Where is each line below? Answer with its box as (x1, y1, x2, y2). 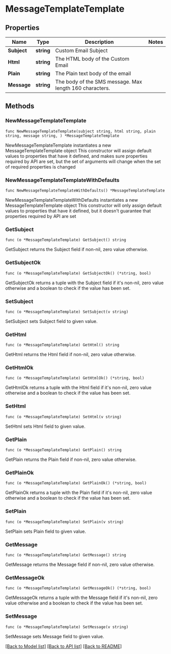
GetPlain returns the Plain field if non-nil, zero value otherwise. (5, 456, 137, 462)
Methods (5, 102, 35, 111)
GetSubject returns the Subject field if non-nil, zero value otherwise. (5, 247, 149, 253)
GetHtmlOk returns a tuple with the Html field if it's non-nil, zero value (5, 385, 152, 391)
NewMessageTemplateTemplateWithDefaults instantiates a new (5, 197, 138, 203)
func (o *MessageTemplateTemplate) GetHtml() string (5, 342, 120, 348)
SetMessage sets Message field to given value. (5, 633, 104, 639)
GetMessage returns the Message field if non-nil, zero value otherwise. (5, 561, 155, 567)
